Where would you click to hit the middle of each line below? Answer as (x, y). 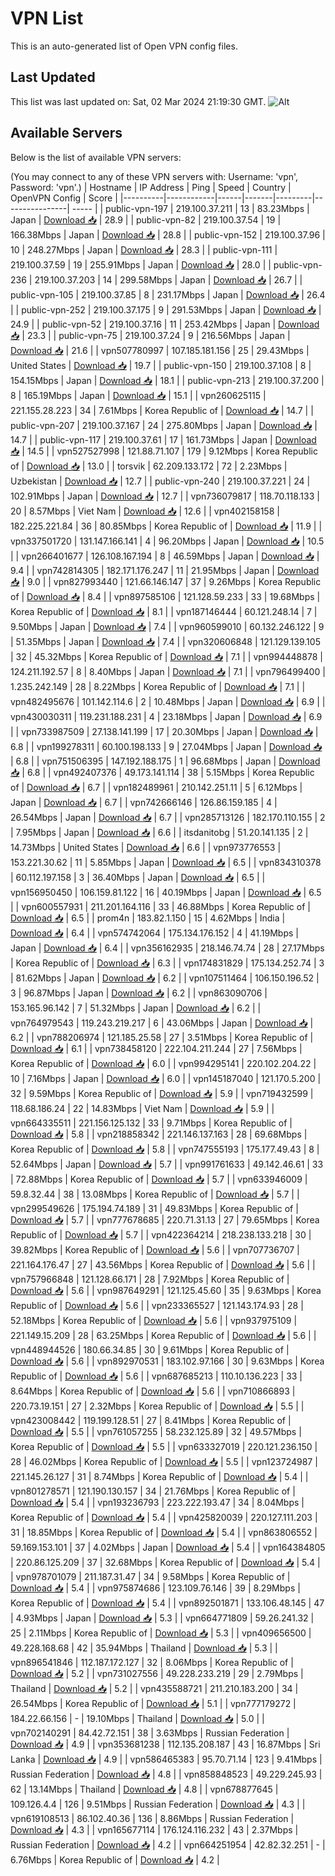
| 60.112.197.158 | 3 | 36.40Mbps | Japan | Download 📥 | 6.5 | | (138, 877)
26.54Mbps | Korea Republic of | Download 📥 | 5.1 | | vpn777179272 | (153, 1703)
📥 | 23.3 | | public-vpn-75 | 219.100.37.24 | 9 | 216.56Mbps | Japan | (150, 335)
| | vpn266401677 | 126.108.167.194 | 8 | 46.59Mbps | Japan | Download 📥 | (165, 556)
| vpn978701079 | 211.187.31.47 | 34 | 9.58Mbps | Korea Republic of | (150, 1576)
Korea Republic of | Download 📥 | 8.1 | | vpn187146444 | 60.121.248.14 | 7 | (164, 611)
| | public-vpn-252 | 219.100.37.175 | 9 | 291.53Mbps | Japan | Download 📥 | (166, 309)
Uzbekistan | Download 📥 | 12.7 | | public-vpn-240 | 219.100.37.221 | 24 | (160, 481)
